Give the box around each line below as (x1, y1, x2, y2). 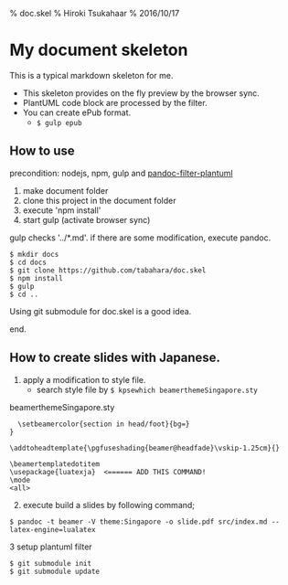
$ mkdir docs (9, 250, 59, 259)
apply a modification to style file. (22, 374, 146, 385)
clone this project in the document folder (22, 195, 176, 206)
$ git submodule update (9, 567, 101, 576)
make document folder (22, 185, 109, 196)
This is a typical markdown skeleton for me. (9, 69, 174, 80)
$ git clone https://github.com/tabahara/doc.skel (9, 265, 207, 275)
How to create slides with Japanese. (9, 350, 221, 366)
